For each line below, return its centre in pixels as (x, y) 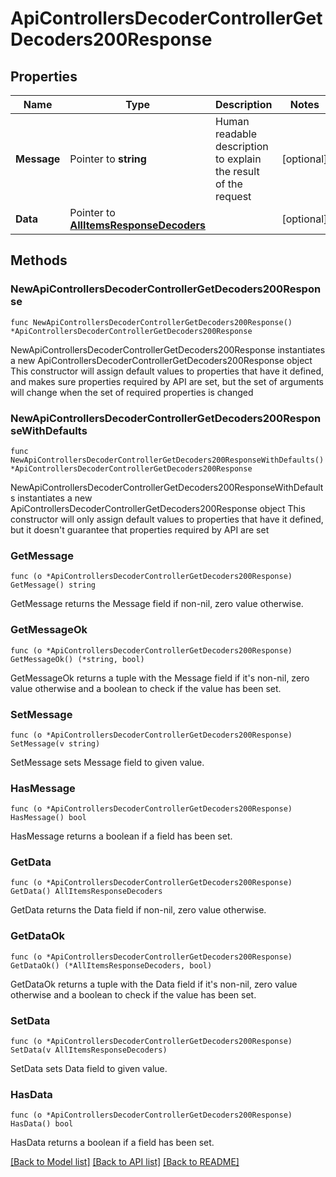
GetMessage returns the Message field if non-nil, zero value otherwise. (157, 604)
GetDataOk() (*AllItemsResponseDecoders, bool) (111, 965)
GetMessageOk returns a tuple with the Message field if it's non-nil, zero (160, 678)
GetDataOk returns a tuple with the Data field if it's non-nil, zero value (154, 984)
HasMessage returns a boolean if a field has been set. (121, 836)
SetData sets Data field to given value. (89, 1069)
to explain (238, 159)
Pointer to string (108, 159)
